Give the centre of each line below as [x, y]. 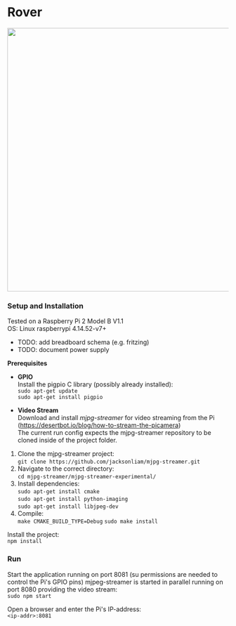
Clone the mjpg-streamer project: [66, 454]
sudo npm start [29, 596]
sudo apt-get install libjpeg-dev [68, 507]
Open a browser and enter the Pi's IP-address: [74, 609]
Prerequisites [27, 363]
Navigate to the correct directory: [66, 469]
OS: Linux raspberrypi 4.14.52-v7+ [57, 329]
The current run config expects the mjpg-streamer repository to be [114, 433]
